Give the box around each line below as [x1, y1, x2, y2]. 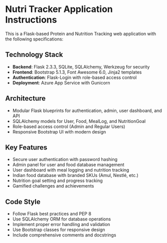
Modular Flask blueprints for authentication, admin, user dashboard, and [12, 107, 162, 113]
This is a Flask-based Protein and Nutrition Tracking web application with [5, 30, 156, 36]
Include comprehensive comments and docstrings [12, 232, 116, 238]
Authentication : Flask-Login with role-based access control [12, 74, 137, 80]
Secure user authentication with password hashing [12, 156, 118, 162]
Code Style [5, 197, 41, 206]
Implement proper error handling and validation [12, 221, 110, 227]
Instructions [5, 14, 57, 25]
